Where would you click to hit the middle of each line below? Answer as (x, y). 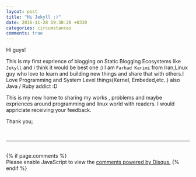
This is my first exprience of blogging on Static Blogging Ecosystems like (94, 62)
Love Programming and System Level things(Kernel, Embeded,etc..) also (93, 80)
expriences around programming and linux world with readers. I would (90, 104)
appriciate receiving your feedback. (49, 110)
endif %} (17, 168)
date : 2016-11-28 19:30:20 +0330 (47, 22)
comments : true (24, 33)
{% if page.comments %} (36, 156)
